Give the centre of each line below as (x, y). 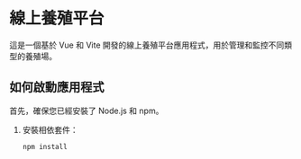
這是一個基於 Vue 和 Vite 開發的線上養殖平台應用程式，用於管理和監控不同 (147, 45)
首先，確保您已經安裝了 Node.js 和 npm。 (87, 110)
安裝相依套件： (50, 129)
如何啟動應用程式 (57, 88)
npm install (45, 146)
